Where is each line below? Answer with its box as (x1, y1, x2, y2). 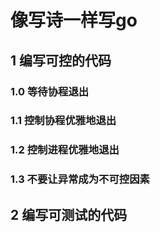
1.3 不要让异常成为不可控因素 (10, 172, 150, 186)
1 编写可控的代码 (10, 52, 112, 69)
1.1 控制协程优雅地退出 (10, 114, 117, 128)
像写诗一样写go (10, 9, 138, 32)
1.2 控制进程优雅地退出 (10, 143, 120, 157)
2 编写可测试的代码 (10, 206, 128, 223)
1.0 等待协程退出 (10, 84, 90, 98)
